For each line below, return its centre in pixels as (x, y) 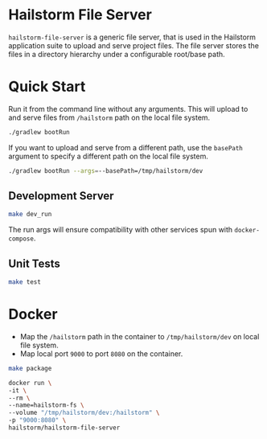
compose (21, 239)
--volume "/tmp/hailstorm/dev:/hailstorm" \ (84, 413)
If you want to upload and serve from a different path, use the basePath (126, 147)
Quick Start (47, 87)
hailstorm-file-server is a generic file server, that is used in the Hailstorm (132, 37)
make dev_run (30, 215)
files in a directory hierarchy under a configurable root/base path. (117, 54)
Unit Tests (34, 263)
